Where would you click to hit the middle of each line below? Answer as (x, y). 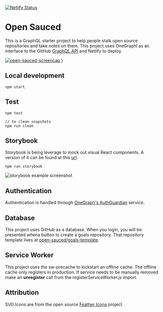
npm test (14, 113)
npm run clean (20, 126)
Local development (35, 76)
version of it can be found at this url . (41, 158)
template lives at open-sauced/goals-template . (52, 240)
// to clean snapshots (28, 122)
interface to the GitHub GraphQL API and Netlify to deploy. (64, 51)
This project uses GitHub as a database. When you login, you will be (74, 229)
